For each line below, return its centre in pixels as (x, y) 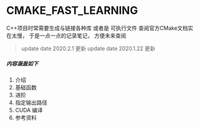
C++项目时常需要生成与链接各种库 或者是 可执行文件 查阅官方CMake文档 (97, 28)
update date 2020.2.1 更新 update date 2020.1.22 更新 (88, 48)
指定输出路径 (31, 102)
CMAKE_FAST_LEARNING (72, 11)
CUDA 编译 (29, 110)
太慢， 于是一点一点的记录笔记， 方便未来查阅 (69, 35)
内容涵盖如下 (22, 63)
